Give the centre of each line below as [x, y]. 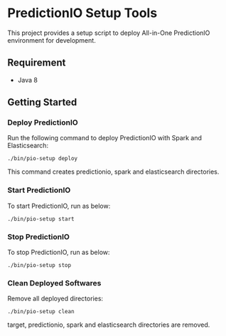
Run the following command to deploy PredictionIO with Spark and [105, 138]
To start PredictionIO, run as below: [59, 206]
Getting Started [42, 102]
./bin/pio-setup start [41, 219]
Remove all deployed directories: [55, 299]
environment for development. [52, 40]
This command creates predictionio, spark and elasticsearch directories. [113, 172]
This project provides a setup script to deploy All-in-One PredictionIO [109, 33]
